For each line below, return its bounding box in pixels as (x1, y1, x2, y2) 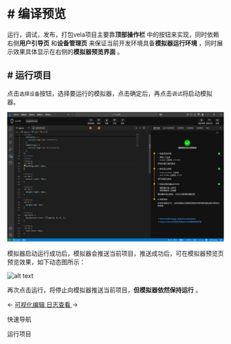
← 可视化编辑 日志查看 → (7, 301, 78, 309)
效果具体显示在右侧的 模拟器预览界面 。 (12, 47, 124, 56)
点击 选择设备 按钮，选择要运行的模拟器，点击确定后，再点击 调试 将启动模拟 (7, 89, 213, 97)
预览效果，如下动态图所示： (7, 258, 86, 266)
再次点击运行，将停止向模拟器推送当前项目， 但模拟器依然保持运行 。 (7, 286, 201, 294)
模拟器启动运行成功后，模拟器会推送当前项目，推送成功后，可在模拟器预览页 (7, 249, 224, 258)
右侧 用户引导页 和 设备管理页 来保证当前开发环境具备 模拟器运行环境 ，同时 (7, 39, 217, 47)
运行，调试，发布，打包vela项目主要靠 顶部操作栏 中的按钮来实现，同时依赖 (7, 30, 219, 39)
